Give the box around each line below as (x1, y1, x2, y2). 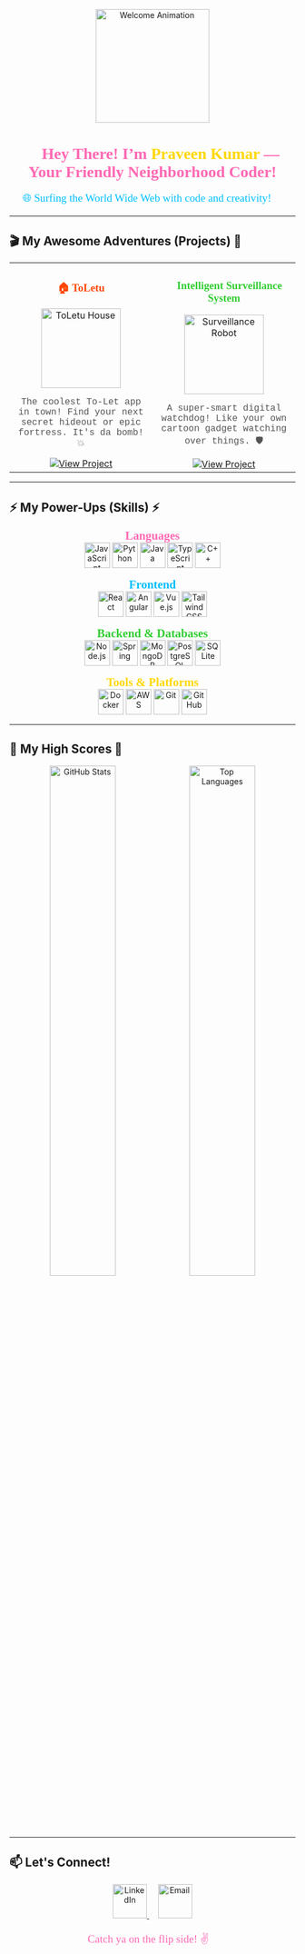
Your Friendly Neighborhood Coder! (28, 163, 277, 182)
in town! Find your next (17, 407, 144, 418)
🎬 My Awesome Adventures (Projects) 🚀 (9, 233, 242, 249)
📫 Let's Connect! (9, 1855, 111, 1870)
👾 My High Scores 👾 (9, 741, 123, 756)
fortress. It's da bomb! (17, 427, 144, 439)
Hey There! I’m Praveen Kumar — (41, 145, 280, 164)
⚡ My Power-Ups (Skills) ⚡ (9, 500, 161, 515)
